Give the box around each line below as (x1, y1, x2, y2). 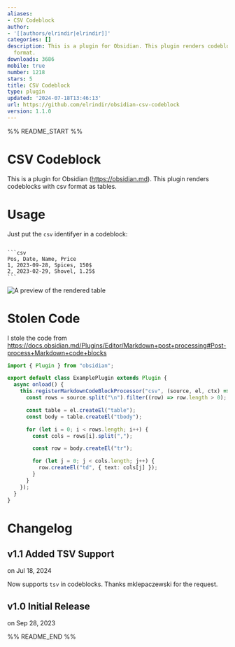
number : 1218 (7, 69, 45, 76)
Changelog (7, 520, 73, 536)
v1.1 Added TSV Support (7, 548, 115, 560)
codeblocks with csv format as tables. (7, 182, 117, 190)
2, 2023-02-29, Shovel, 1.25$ (7, 267, 96, 275)
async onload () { (13, 381, 64, 388)
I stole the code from (7, 334, 68, 342)
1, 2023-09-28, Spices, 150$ (7, 262, 92, 269)
